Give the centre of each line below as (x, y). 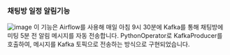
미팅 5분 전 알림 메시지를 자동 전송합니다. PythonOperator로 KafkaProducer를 (115, 36)
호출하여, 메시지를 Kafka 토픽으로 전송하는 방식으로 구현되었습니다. (99, 44)
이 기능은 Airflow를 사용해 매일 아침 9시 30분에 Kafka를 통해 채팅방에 (129, 27)
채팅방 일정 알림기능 (39, 10)
